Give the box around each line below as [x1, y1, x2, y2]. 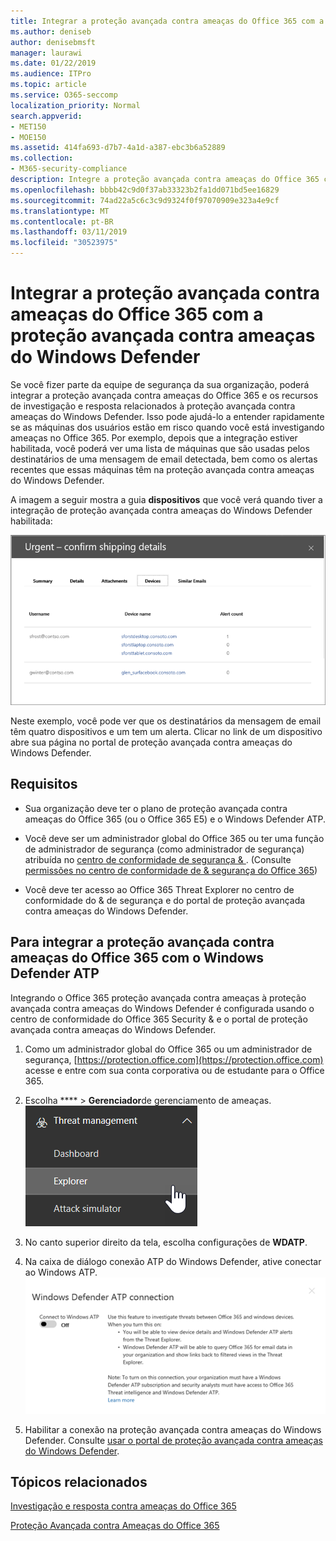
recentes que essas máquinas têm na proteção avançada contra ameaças [10, 463, 315, 475]
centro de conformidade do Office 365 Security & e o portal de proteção [10, 1013, 308, 1025]
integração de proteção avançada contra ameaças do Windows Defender [10, 504, 313, 516]
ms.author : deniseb [10, 26, 92, 37]
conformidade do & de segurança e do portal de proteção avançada [24, 894, 306, 906]
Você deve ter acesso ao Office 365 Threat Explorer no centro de [24, 883, 295, 895]
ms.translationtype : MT [10, 206, 110, 216]
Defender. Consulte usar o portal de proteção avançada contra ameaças [24, 1434, 323, 1446]
